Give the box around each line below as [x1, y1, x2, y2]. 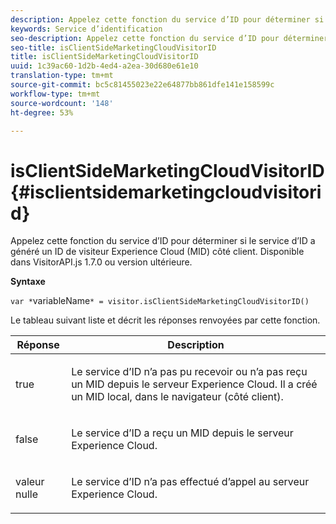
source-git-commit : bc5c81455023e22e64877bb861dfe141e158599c [10, 80, 275, 90]
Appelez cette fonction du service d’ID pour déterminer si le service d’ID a [10, 235, 316, 247]
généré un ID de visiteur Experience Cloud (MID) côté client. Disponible [10, 246, 305, 258]
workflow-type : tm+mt [10, 89, 101, 99]
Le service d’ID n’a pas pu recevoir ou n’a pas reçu [71, 365, 308, 379]
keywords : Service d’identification [10, 24, 163, 34]
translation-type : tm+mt [10, 71, 114, 81]
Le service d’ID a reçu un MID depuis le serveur [71, 426, 294, 440]
